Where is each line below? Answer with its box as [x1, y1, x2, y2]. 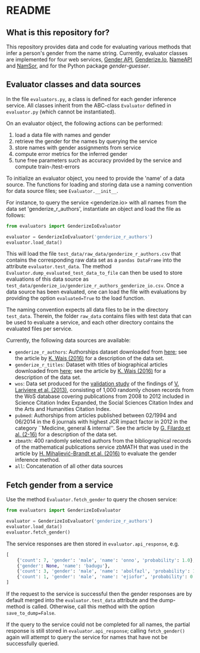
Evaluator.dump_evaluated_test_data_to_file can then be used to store [6, 269, 183, 277]
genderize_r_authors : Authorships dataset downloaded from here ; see [14, 348, 187, 355]
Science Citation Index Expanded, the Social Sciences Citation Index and [14, 399, 193, 406]
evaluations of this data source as [6, 275, 89, 283]
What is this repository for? [6, 27, 110, 38]
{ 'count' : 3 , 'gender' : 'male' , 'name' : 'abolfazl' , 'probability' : [17, 568, 190, 574]
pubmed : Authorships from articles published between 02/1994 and [14, 412, 177, 419]
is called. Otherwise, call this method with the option [26, 603, 155, 610]
